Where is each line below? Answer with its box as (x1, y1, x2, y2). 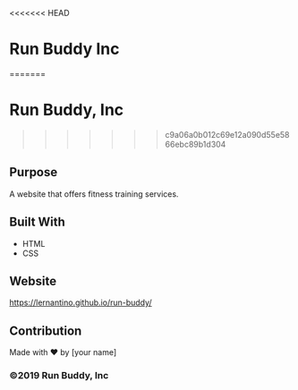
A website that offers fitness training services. (9, 188, 179, 199)
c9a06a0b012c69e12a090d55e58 (165, 129, 290, 140)
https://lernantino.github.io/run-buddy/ (9, 297, 152, 308)
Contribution (9, 323, 82, 338)
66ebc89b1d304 (165, 139, 226, 149)
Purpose (9, 165, 58, 180)
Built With (9, 215, 65, 230)
